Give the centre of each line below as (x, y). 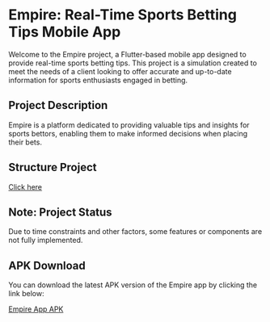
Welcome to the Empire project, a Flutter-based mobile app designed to (127, 54)
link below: (26, 294)
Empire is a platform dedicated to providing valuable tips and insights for (129, 125)
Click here (25, 186)
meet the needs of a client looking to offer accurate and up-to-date (120, 71)
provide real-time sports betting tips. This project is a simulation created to (133, 63)
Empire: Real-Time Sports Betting (122, 15)
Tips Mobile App (65, 32)
